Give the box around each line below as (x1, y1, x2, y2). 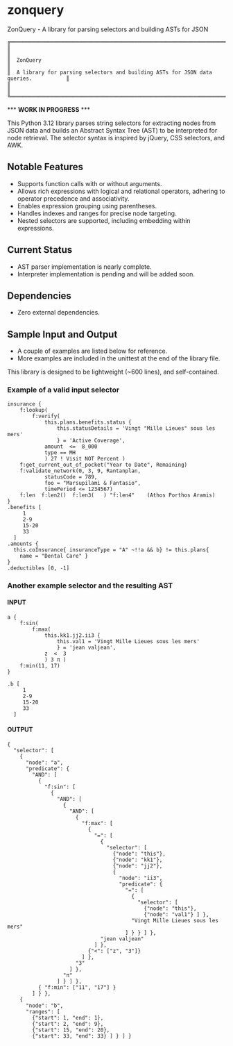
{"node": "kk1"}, (112, 856, 163, 863)
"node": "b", (25, 1002, 64, 1009)
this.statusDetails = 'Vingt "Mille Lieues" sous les (56, 425, 216, 432)
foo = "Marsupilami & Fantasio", (44, 480, 141, 487)
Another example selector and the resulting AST (7, 581, 173, 590)
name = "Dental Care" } (19, 553, 89, 560)
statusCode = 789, (44, 474, 98, 481)
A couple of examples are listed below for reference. (17, 347, 168, 356)
